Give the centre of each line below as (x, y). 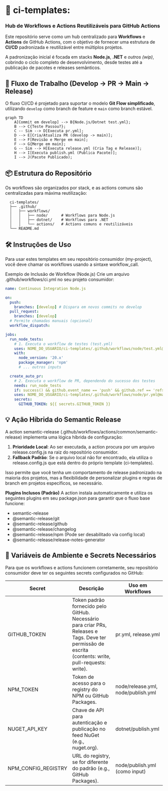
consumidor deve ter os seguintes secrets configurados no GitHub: (74, 573)
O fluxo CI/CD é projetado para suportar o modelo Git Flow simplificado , (80, 103)
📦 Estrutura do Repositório (48, 173)
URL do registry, (91, 755)
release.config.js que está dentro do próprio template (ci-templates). (83, 463)
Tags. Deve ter (89, 637)
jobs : (11, 334)
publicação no (89, 729)
